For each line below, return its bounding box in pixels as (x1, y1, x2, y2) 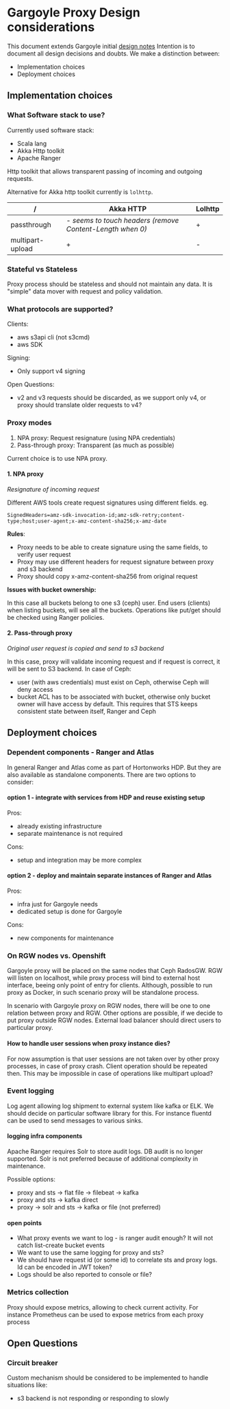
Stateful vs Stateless (7, 264, 78, 274)
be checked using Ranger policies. (7, 613, 105, 621)
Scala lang (16, 139, 47, 147)
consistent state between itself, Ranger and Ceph (16, 707, 156, 715)
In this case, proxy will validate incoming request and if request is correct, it (7, 657, 220, 666)
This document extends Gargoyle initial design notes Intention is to (7, 42, 195, 50)
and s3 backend (16, 564, 63, 573)
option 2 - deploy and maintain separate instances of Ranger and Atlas (7, 871, 212, 880)
